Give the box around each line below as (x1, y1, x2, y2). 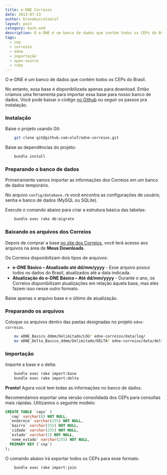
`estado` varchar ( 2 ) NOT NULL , (9, 433, 75, 438)
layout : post (5, 21, 32, 26)
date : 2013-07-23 (5, 12, 41, 17)
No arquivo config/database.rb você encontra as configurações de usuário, (5, 192, 161, 198)
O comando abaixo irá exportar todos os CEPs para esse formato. (5, 455, 140, 461)
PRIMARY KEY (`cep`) (9, 442, 52, 447)
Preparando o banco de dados (5, 166, 80, 173)
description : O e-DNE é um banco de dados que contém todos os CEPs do (5, 30, 157, 35)
